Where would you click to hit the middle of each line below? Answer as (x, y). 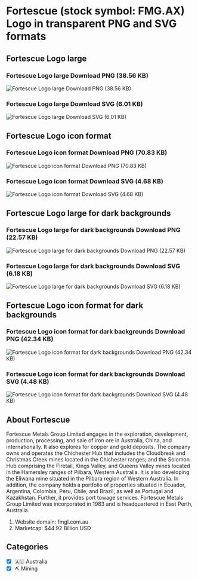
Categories (27, 547)
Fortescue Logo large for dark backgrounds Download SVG (93, 266)
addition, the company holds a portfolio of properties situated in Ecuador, (96, 485)
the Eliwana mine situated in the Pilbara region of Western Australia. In (92, 478)
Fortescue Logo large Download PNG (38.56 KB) (78, 75)
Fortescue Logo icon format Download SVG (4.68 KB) (85, 181)
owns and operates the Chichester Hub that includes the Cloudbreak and (96, 453)
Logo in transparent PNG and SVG (92, 24)
